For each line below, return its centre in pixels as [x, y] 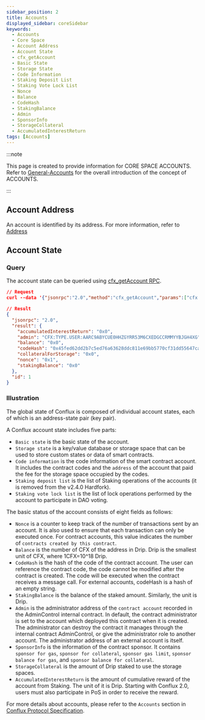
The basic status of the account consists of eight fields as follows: [89, 512]
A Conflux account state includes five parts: [62, 430]
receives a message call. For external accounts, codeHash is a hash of [104, 582]
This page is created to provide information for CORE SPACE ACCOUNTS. [99, 166]
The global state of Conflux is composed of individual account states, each [101, 411]
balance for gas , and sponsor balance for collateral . [85, 660]
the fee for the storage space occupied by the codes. [82, 474]
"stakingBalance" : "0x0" [49, 365]
